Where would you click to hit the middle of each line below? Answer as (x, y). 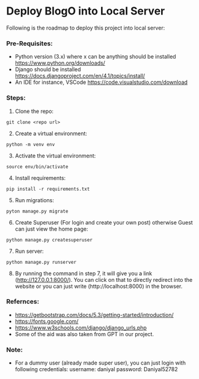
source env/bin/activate (37, 167)
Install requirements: (40, 178)
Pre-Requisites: (29, 43)
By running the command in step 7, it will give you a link (83, 273)
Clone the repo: (34, 111)
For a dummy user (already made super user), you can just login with (100, 363)
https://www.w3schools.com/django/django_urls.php (81, 328)
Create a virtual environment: (51, 133)
